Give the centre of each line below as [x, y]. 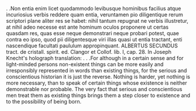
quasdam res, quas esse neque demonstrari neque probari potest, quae [93, 33]
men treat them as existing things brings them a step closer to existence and [98, 95]
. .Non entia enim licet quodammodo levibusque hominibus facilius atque [94, 8]
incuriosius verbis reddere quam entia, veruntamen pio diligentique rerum [94, 15]
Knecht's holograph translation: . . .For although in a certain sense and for [95, 58]
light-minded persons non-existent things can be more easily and [85, 64]
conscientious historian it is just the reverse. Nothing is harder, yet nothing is [98, 77]
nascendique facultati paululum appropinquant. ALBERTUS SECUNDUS [92, 46]
